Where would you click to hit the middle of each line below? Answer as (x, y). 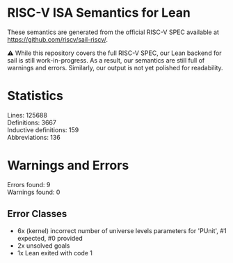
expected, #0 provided (50, 238)
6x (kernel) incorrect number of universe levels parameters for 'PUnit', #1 (122, 230)
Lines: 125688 (27, 115)
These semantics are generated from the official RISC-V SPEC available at (113, 32)
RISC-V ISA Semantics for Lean (99, 13)
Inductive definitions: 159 (43, 129)
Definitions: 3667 (32, 122)
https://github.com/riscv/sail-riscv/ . (57, 39)
